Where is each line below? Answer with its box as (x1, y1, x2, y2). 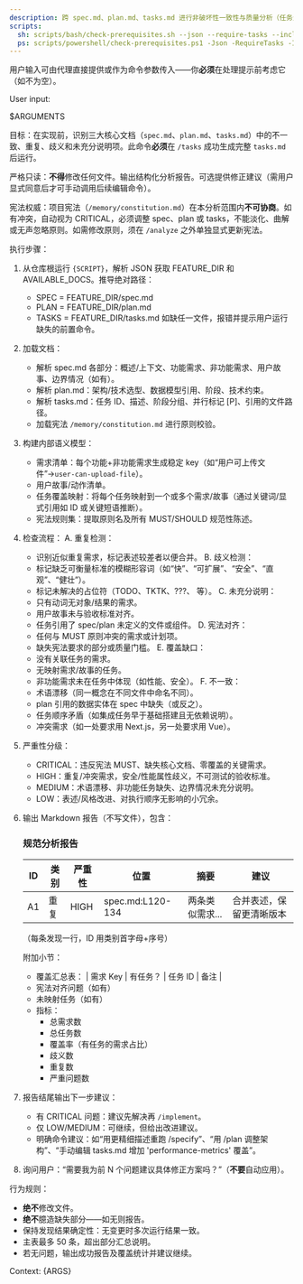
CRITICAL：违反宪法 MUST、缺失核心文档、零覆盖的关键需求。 (35, 759, 271, 770)
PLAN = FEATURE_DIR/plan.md (35, 302, 151, 312)
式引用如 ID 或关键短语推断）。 (35, 502, 148, 513)
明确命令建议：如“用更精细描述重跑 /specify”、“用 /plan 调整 (35, 1133, 261, 1144)
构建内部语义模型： (22, 438, 95, 449)
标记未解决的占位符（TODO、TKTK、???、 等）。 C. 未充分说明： (35, 586, 277, 597)
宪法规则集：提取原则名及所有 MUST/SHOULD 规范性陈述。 (35, 514, 258, 525)
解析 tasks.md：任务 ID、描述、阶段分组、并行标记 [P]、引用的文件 (35, 396, 286, 407)
